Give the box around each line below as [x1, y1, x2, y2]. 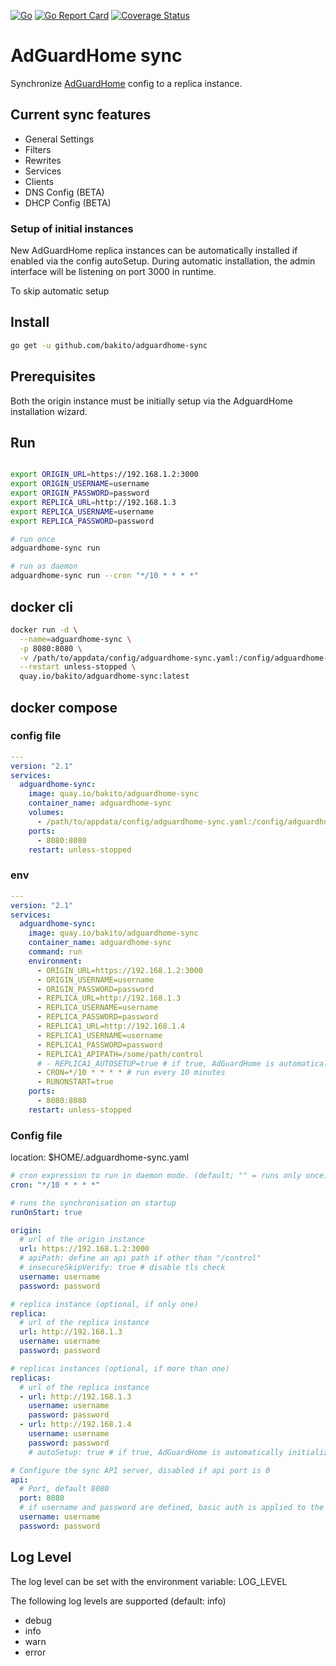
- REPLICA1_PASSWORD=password [36, 1040, 163, 1050]
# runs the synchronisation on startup [10, 1198, 177, 1208]
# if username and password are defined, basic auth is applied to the [19, 1503, 325, 1513]
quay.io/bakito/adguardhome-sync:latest [19, 671, 190, 682]
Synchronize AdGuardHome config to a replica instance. [10, 77, 243, 89]
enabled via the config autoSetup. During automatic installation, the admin [10, 255, 316, 267]
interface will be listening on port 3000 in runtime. [10, 266, 217, 278]
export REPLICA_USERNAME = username [10, 506, 155, 517]
